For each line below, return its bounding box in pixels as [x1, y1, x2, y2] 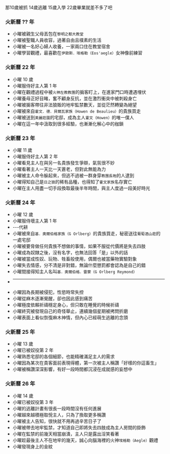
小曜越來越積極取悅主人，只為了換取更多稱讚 [12, 411, 106, 417]
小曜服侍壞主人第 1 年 [12, 218, 57, 224]
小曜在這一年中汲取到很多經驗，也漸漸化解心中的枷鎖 [12, 121, 124, 127]
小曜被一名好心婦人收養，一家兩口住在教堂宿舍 [12, 44, 110, 50]
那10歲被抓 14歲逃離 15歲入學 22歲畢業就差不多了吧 [5, 5, 113, 10]
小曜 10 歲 [12, 76, 34, 82]
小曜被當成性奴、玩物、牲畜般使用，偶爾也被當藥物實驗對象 [12, 256, 137, 262]
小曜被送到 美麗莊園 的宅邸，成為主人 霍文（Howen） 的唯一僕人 [12, 114, 134, 120]
